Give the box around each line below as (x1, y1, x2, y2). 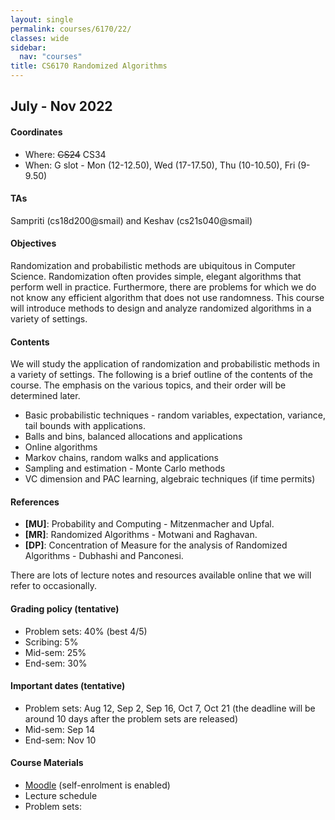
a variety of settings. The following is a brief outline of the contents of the (10, 369, 313, 381)
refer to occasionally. (10, 580, 97, 592)
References (10, 496, 60, 508)
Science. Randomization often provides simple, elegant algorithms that (10, 271, 302, 282)
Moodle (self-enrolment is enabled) (24, 779, 171, 791)
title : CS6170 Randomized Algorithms (10, 61, 168, 71)
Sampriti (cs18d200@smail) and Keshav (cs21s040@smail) (10, 214, 253, 226)
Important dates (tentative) (10, 680, 126, 692)
